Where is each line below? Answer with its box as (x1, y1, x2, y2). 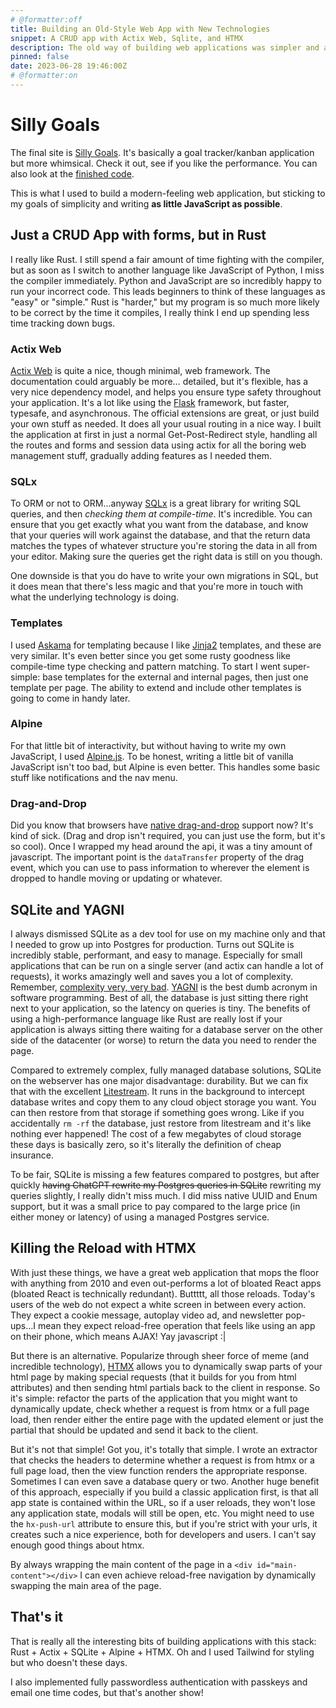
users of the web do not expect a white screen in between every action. (10, 1298, 307, 1310)
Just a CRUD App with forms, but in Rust (10, 227, 267, 244)
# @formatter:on (10, 71, 78, 81)
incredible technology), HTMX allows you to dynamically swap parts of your (10, 1360, 323, 1372)
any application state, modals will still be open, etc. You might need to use (10, 1507, 315, 1519)
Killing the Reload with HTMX (10, 1240, 197, 1257)
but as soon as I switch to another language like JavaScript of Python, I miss (10, 264, 325, 276)
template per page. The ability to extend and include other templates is (10, 681, 302, 693)
